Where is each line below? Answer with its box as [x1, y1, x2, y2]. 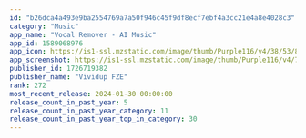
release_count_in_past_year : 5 [9, 97, 128, 107]
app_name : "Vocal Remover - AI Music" [9, 30, 157, 39]
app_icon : [9, 47, 47, 56]
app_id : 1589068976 [9, 38, 84, 48]
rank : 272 [9, 81, 47, 90]
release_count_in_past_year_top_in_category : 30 [9, 114, 198, 123]
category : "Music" [9, 22, 79, 31]
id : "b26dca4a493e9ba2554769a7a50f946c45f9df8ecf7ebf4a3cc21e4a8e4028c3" [9, 13, 296, 23]
